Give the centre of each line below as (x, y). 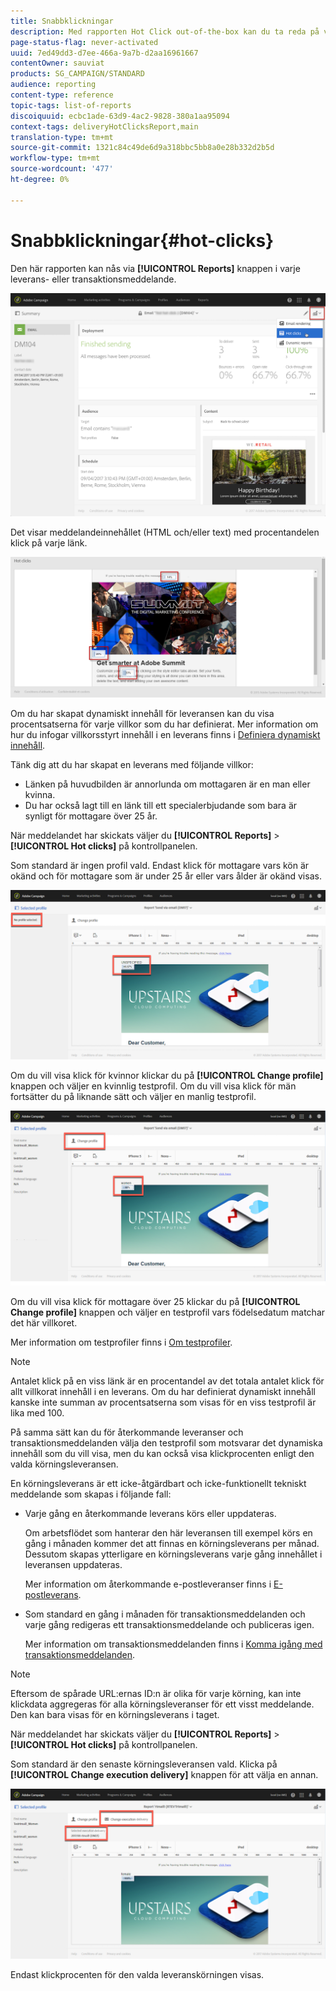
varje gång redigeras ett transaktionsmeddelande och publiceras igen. (169, 1624)
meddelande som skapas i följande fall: (91, 1494)
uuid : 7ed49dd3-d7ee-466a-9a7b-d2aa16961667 (104, 53)
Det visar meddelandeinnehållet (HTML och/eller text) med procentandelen (165, 532)
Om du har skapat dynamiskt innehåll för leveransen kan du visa (142, 713)
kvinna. (40, 794)
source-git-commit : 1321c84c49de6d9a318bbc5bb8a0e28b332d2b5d (142, 148)
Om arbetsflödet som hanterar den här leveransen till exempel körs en (168, 1532)
